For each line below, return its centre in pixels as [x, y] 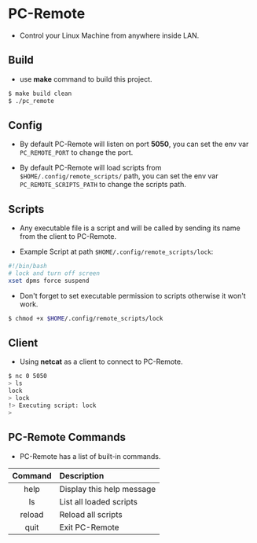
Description [82, 475]
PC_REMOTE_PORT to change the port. [76, 152]
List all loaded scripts [98, 501]
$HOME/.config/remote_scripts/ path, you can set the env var [119, 176]
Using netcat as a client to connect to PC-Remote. [101, 361]
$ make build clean [40, 94]
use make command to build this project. [86, 79]
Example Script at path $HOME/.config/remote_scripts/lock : [116, 251]
